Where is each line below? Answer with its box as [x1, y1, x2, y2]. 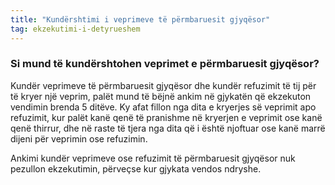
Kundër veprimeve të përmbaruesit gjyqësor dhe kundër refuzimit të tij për [10, 79, 317, 91]
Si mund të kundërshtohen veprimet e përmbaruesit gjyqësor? [10, 57, 320, 71]
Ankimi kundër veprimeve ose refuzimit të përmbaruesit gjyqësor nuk [10, 152, 296, 164]
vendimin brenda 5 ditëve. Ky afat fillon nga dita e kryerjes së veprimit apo [10, 101, 317, 113]
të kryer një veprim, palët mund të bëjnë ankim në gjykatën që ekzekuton [10, 90, 312, 102]
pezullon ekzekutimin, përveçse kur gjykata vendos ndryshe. [10, 162, 262, 175]
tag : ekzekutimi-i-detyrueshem [10, 24, 141, 34]
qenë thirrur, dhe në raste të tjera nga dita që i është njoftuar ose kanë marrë [10, 122, 326, 134]
